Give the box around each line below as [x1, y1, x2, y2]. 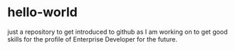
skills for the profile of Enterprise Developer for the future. [7, 35, 178, 43]
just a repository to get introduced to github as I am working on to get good [7, 27, 228, 36]
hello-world [7, 4, 78, 20]
